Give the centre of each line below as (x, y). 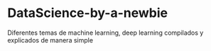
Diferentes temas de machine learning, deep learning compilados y (105, 33)
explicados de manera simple (50, 40)
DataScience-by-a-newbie (88, 13)
